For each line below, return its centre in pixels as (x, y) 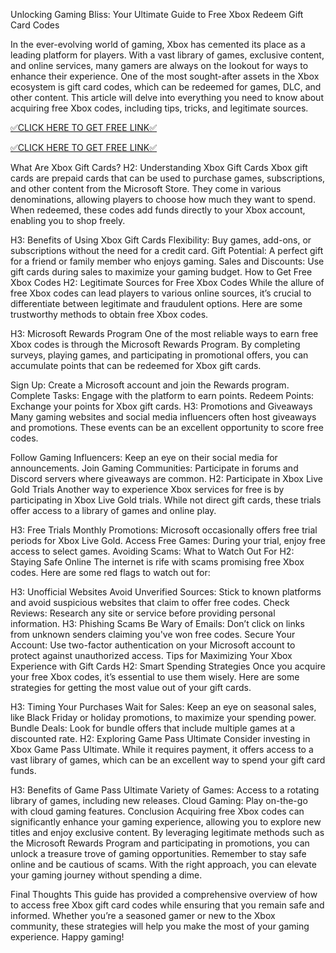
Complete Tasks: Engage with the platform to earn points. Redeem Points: (162, 395)
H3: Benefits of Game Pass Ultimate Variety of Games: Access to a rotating (165, 790)
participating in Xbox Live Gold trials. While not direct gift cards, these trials (166, 500)
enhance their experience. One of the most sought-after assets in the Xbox (165, 76)
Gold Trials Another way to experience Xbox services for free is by (147, 489)
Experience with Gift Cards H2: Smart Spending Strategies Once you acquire (168, 666)
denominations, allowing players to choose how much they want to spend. (163, 199)
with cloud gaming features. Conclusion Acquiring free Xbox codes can (157, 811)
